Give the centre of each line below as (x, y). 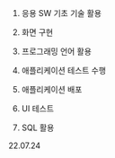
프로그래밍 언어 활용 (56, 51)
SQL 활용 (38, 127)
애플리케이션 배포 (52, 89)
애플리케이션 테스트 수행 (64, 70)
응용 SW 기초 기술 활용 (62, 13)
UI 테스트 (38, 109)
